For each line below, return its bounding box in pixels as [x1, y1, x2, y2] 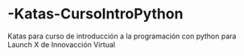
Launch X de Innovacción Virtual [7, 39, 116, 49]
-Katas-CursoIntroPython [7, 5, 184, 23]
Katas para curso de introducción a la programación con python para [7, 31, 237, 41]
